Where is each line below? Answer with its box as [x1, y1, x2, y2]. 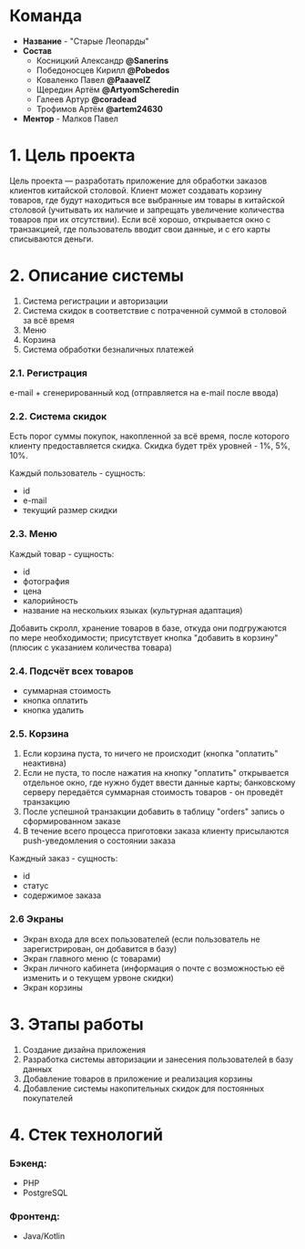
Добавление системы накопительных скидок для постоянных [22, 1082, 265, 1094]
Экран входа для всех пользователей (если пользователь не [22, 934, 261, 944]
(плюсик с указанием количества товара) [9, 642, 173, 653]
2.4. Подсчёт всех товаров [9, 665, 134, 677]
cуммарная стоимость [22, 686, 112, 696]
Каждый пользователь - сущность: [9, 468, 146, 479]
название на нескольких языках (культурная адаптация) [22, 604, 243, 615]
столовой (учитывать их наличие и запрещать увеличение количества [9, 204, 285, 215]
